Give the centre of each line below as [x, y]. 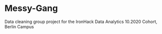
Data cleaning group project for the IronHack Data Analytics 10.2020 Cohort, [81, 22]
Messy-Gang [31, 8]
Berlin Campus [19, 26]
